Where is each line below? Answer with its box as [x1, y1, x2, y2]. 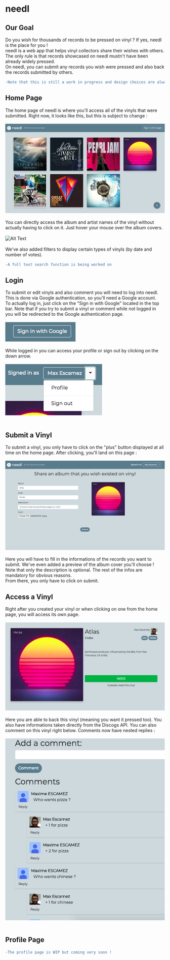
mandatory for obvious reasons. [5, 573, 72, 579]
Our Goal [5, 23, 34, 32]
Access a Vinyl [5, 592, 53, 601]
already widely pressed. [5, 58, 56, 64]
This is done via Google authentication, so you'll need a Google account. [5, 295, 156, 301]
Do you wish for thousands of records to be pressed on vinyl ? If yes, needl [5, 37, 162, 43]
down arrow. [5, 353, 31, 359]
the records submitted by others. [5, 69, 74, 75]
